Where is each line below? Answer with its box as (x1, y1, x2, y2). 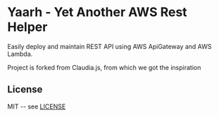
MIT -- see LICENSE (7, 102, 66, 111)
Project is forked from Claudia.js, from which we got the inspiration (7, 63, 201, 71)
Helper (7, 19, 48, 35)
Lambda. (7, 50, 33, 58)
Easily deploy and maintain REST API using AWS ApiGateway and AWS (7, 42, 213, 50)
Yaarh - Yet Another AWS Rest (7, 4, 188, 20)
